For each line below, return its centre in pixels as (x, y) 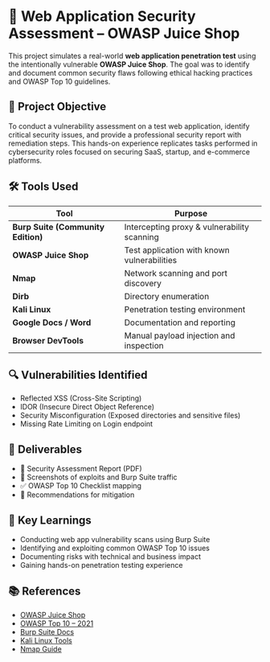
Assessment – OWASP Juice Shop (124, 33)
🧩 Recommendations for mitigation (77, 495)
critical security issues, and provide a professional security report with (125, 134)
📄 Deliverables (45, 449)
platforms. (25, 160)
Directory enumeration (167, 296)
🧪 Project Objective (57, 107)
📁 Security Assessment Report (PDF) (81, 469)
